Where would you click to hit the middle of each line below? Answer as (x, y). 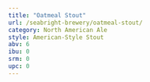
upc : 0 (19, 66)
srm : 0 (19, 59)
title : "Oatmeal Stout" (47, 15)
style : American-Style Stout (56, 37)
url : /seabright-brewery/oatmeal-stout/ (76, 23)
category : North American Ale (58, 30)
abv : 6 (19, 45)
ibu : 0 (19, 52)
